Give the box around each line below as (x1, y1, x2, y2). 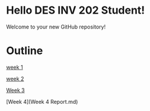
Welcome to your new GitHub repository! (6, 23, 106, 30)
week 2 (6, 75, 24, 82)
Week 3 (6, 87, 25, 94)
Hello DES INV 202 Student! (6, 4, 145, 17)
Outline (6, 44, 43, 58)
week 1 (6, 64, 23, 71)
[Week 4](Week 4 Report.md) (6, 98, 78, 105)
